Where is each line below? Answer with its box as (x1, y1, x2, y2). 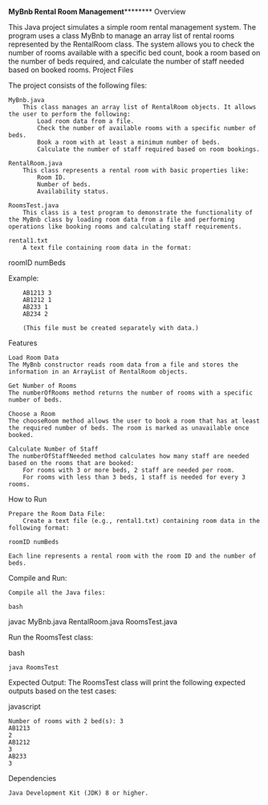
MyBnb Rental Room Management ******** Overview (8, 7, 186, 16)
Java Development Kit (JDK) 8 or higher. (8, 789, 149, 797)
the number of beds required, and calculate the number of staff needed (8, 56, 245, 66)
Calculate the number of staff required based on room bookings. (37, 145, 261, 153)
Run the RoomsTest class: (8, 632, 94, 642)
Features (8, 338, 38, 348)
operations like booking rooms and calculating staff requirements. (8, 223, 242, 231)
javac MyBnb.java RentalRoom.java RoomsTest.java (8, 617, 178, 626)
